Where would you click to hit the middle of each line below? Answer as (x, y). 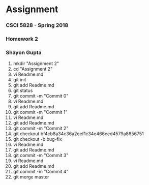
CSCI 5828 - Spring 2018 (37, 25)
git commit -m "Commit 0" (41, 96)
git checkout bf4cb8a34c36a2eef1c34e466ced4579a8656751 (78, 134)
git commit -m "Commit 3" (41, 156)
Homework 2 (22, 39)
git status (23, 90)
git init (20, 80)
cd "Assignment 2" (33, 69)
